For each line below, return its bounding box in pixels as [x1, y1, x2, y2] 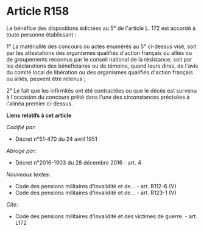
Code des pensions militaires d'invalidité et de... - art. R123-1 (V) [15, 189, 177, 196]
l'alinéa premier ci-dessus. [6, 99, 73, 107]
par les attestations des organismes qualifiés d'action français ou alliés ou [6, 49, 192, 56]
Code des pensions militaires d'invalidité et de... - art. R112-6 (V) [15, 182, 177, 190]
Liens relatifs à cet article [6, 112, 72, 119]
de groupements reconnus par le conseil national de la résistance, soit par [6, 55, 192, 63]
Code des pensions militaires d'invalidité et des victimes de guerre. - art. [15, 212, 198, 220]
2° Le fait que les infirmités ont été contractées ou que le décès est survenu [6, 87, 197, 94]
